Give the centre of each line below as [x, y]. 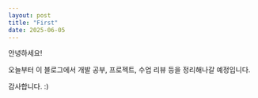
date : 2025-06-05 [37, 30]
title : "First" [33, 23]
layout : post [30, 15]
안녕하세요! [25, 53]
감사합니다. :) [28, 86]
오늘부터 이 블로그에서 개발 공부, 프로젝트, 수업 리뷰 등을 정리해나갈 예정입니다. [129, 70]
